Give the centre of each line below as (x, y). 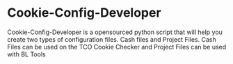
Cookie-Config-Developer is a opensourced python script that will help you (115, 32)
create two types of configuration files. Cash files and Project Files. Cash (112, 39)
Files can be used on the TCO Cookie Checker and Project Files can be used (117, 47)
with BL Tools (27, 54)
